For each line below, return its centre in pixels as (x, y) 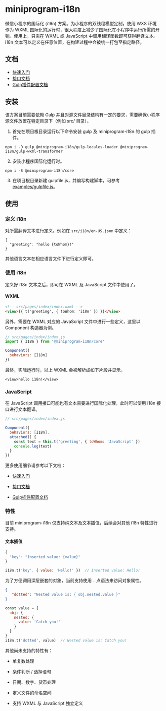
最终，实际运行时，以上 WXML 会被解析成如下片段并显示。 (65, 370)
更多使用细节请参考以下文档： (35, 465)
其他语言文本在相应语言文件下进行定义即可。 (51, 259)
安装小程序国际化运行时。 (38, 161)
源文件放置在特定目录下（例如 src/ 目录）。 (48, 121)
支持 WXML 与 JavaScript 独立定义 (47, 703)
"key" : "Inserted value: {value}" (45, 557)
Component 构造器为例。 (31, 327)
